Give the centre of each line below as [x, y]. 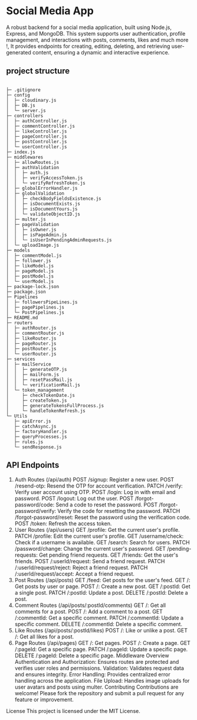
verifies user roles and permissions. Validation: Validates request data [99, 668]
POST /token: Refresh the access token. [63, 523]
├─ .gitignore [24, 90]
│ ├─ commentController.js [41, 126]
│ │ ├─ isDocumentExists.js [43, 204]
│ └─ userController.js [37, 147]
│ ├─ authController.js [37, 121]
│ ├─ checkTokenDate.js [41, 395]
